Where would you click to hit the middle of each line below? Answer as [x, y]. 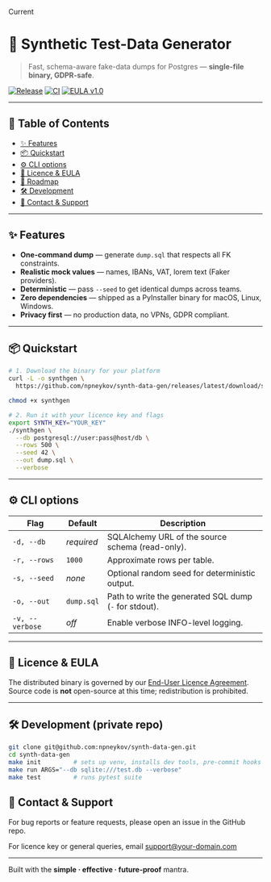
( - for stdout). [133, 606]
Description [183, 523]
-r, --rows [33, 560]
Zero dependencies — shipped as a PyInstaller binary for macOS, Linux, [141, 297]
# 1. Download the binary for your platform [84, 371]
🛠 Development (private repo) [86, 724]
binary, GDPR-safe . [61, 75]
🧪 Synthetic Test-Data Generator [120, 44]
